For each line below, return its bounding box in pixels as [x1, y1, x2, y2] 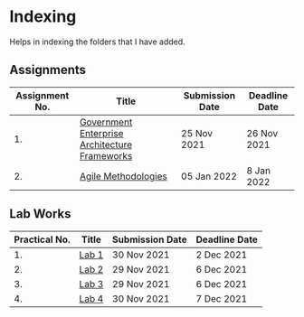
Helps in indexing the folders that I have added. [9, 36, 185, 47]
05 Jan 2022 [180, 170, 238, 182]
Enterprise [80, 126, 124, 139]
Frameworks [80, 149, 133, 162]
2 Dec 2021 [195, 248, 248, 261]
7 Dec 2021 [195, 292, 248, 304]
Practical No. [14, 233, 71, 246]
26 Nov [246, 126, 279, 139]
